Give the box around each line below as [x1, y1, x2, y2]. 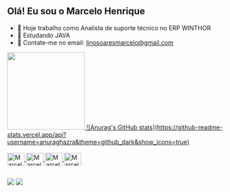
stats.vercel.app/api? [7, 130, 67, 138]
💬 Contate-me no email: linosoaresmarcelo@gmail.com [17, 38, 174, 47]
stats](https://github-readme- [138, 123, 223, 131]
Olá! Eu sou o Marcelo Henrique [7, 6, 146, 17]
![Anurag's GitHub [85, 123, 138, 131]
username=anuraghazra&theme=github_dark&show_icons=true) [7, 138, 189, 146]
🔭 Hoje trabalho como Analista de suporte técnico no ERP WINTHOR [17, 23, 211, 32]
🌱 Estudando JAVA [17, 31, 70, 39]
